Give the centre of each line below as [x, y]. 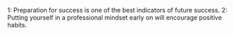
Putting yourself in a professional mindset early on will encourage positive [115, 17]
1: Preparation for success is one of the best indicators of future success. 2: [117, 10]
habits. [17, 25]
